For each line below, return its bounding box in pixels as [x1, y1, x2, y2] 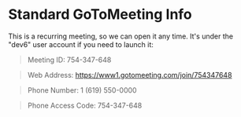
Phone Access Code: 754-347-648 [27, 101, 143, 110]
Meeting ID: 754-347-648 [27, 55, 112, 64]
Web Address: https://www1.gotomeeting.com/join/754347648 [27, 70, 232, 79]
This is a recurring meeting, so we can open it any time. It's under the [8, 31, 234, 41]
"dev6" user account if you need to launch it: [8, 39, 154, 49]
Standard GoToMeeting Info [8, 5, 193, 24]
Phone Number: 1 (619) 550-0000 [27, 85, 137, 95]
